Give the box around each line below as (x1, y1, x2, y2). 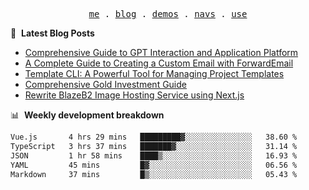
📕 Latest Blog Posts (10, 27, 95, 39)
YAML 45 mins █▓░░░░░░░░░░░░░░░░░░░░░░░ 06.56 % (10, 160, 298, 170)
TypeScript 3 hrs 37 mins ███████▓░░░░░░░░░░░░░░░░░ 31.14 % (10, 141, 298, 151)
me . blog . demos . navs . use (88, 9, 248, 19)
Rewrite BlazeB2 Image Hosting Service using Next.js (24, 89, 245, 101)
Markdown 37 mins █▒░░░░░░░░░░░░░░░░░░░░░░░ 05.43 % (10, 169, 298, 179)
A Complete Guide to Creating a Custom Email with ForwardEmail (24, 57, 294, 69)
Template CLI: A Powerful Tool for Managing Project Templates (24, 68, 285, 79)
